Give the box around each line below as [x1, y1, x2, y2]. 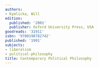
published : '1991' [5, 38, 42, 43]
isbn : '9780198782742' [5, 34, 51, 39]
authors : [5, 7, 23, 12]
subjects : [5, 43, 25, 47]
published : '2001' [9, 20, 47, 25]
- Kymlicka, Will [5, 11, 40, 16]
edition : [5, 16, 23, 21]
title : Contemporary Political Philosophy [5, 56, 92, 61]
